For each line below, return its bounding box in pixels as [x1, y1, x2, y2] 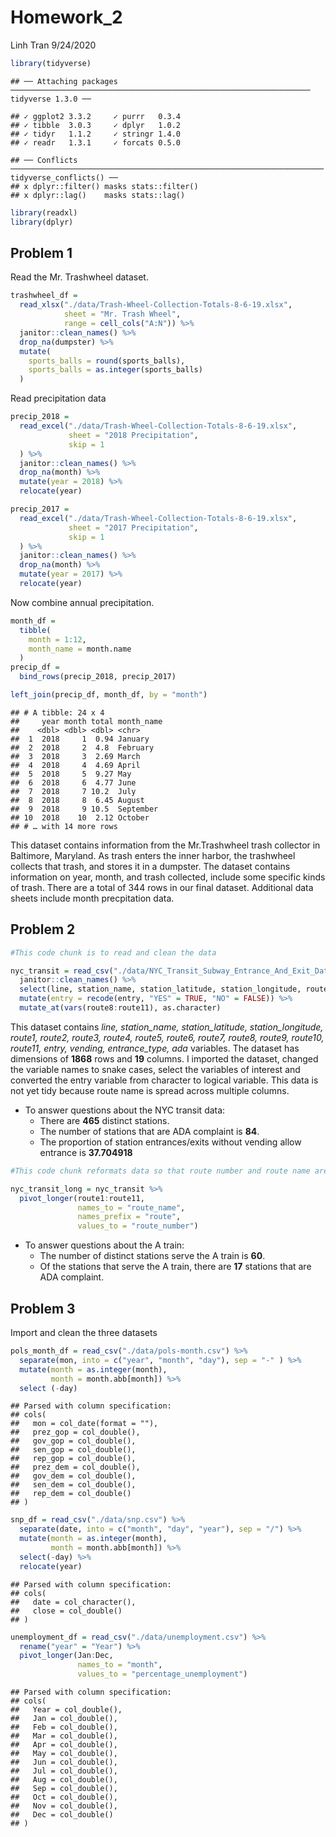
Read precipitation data [10, 392, 107, 405]
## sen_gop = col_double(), [10, 1445, 137, 1455]
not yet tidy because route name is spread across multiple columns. [10, 1084, 290, 1096]
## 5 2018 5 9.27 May [10, 769, 132, 779]
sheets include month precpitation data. [10, 892, 175, 904]
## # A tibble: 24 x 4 [10, 707, 105, 718]
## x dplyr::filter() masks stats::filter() [10, 181, 199, 191]
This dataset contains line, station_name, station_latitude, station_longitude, [10, 1021, 324, 1033]
